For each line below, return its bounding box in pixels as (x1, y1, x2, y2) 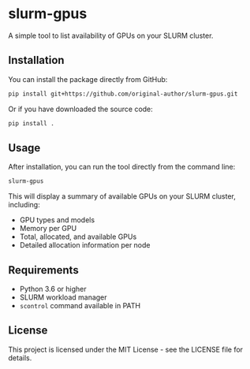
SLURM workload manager (19, 293, 108, 302)
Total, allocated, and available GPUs (19, 232, 137, 241)
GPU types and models (19, 215, 95, 225)
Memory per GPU (19, 224, 77, 233)
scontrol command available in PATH (19, 301, 141, 310)
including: (8, 200, 41, 210)
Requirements (8, 263, 79, 277)
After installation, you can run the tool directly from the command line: (8, 162, 236, 172)
